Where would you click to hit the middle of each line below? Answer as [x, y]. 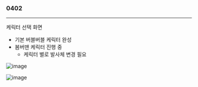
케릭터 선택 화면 [24, 27]
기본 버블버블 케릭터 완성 [43, 40]
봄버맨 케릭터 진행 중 [38, 47]
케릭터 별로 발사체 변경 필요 [55, 55]
